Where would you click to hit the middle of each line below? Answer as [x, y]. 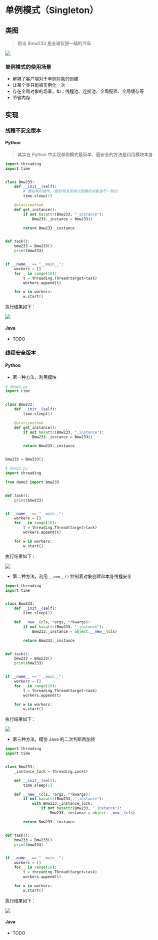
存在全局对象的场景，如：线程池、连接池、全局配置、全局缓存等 [78, 91]
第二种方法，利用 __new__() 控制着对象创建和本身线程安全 [72, 576]
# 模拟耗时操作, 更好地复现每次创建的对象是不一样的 [70, 191]
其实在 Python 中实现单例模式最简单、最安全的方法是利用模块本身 [85, 154]
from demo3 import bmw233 [32, 482]
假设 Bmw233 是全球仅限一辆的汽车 [54, 43]
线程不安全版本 [23, 130]
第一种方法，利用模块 [34, 377]
